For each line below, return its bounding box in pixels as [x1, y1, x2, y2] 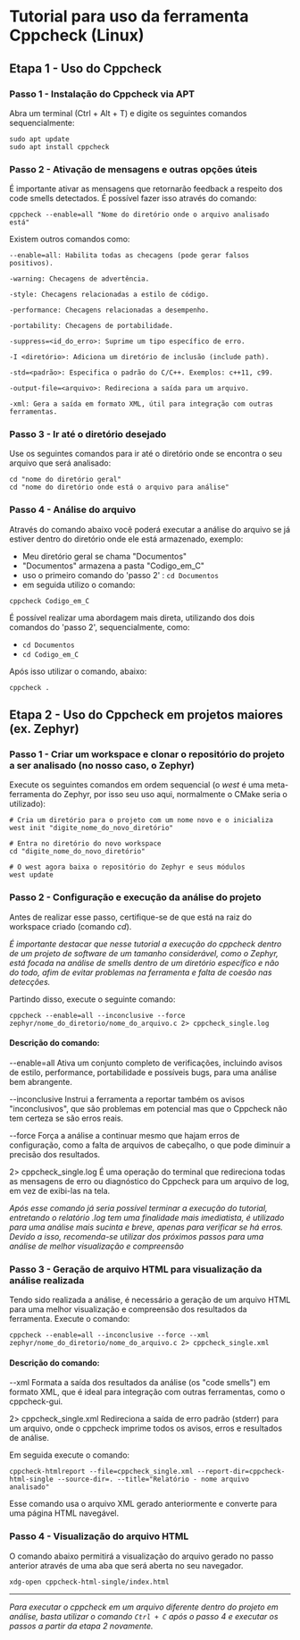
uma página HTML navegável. [9, 1508, 120, 1518]
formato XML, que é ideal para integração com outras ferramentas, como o [9, 1387, 286, 1398]
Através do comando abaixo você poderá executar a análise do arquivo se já [9, 524, 291, 534]
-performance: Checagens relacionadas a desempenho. [9, 306, 210, 315]
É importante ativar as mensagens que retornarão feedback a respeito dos [9, 183, 283, 194]
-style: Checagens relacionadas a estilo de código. [9, 290, 210, 299]
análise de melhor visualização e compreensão [9, 1241, 185, 1251]
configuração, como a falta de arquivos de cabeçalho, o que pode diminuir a [9, 1140, 291, 1150]
